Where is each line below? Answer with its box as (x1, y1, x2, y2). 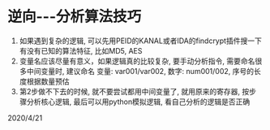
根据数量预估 (26, 76, 70, 86)
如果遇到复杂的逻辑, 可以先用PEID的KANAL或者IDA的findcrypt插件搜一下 (19, 36, 263, 45)
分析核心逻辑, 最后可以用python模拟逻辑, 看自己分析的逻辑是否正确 (26, 97, 251, 106)
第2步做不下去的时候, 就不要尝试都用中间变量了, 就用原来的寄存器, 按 (19, 86, 250, 96)
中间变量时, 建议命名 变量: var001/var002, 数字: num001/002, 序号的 (26, 66, 255, 76)
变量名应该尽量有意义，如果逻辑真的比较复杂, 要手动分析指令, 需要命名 (19, 56, 255, 66)
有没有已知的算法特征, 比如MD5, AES (19, 45, 143, 55)
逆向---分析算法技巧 (7, 7, 142, 26)
